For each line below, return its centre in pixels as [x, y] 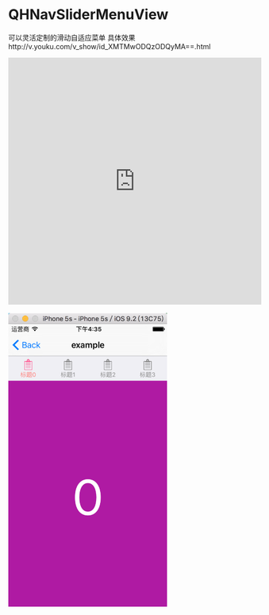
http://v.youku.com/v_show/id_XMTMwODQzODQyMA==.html [110, 46]
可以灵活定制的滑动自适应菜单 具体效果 [72, 37]
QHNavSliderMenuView [88, 15]
